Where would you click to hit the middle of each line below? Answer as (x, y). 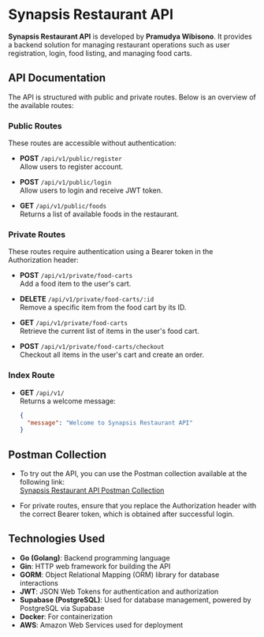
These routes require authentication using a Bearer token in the (111, 252)
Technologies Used (56, 539)
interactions (39, 583)
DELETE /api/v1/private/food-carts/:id (87, 299)
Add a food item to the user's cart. (75, 284)
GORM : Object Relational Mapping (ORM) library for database (119, 575)
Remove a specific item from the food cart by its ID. (103, 307)
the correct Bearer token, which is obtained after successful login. (127, 514)
